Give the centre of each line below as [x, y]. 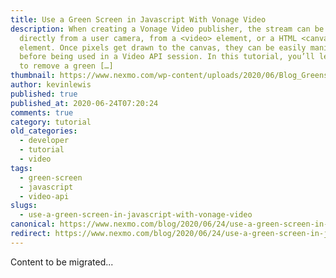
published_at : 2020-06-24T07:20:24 [84, 103]
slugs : [24, 206]
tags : [21, 168]
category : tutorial [51, 122]
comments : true [42, 112]
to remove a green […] [66, 66]
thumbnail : [33, 76]
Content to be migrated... [62, 262]
